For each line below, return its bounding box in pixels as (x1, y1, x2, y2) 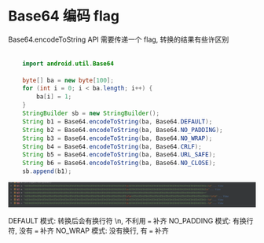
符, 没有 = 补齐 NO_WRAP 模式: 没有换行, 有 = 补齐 (8, 226, 169, 235)
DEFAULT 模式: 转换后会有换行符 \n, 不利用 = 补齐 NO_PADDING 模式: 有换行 (8, 215, 254, 225)
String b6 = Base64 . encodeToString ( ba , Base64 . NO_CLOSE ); (22, 159, 216, 168)
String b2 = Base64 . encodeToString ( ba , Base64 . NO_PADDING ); (22, 126, 223, 134)
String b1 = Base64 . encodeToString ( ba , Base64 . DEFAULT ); (22, 117, 213, 126)
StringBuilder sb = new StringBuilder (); (22, 109, 159, 118)
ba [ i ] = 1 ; (36, 93, 72, 101)
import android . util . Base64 (22, 60, 114, 68)
